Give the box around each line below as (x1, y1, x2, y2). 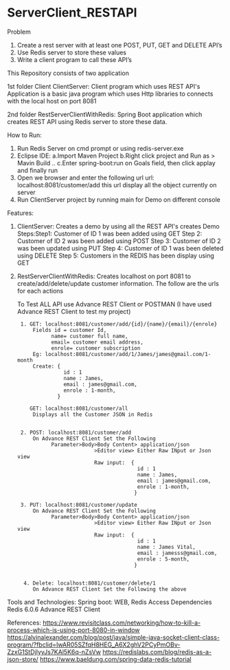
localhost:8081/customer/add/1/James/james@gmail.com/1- (45, 350, 211, 357)
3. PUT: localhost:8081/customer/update (20, 501, 138, 508)
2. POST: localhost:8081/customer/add (20, 429, 132, 436)
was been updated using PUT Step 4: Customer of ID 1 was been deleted (16, 244, 224, 252)
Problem (7, 28, 31, 36)
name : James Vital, (137, 543, 196, 550)
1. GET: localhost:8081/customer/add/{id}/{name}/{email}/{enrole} (20, 320, 218, 328)
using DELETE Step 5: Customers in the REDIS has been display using (16, 251, 215, 260)
